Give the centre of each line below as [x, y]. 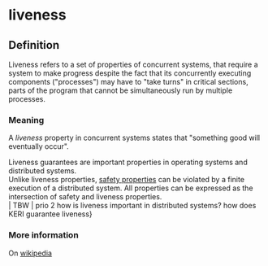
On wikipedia [30, 253]
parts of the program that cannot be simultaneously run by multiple [121, 90]
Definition [34, 45]
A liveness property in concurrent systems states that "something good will [134, 138]
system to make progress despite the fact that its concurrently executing [130, 73]
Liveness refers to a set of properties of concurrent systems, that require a [133, 64]
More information [43, 235]
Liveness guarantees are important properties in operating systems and [128, 162]
